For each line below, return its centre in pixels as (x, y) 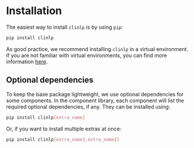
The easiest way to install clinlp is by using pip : (65, 27)
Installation (34, 11)
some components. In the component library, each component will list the (95, 100)
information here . (27, 61)
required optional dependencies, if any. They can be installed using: (88, 106)
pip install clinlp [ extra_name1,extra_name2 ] (63, 139)
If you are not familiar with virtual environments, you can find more (87, 55)
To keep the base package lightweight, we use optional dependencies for (95, 94)
